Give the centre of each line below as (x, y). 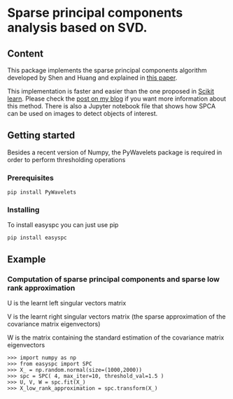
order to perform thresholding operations (66, 159)
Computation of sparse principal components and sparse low (114, 279)
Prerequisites (30, 177)
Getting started (41, 135)
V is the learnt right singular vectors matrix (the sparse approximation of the (116, 317)
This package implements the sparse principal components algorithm (107, 70)
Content (26, 53)
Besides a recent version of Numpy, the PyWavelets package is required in (115, 152)
